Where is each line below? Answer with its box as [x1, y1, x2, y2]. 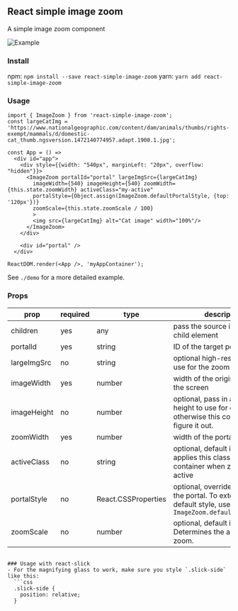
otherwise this [173, 411, 221, 421]
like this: [7, 572, 40, 580]
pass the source [173, 321, 227, 331]
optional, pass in [173, 393, 228, 403]
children [11, 325, 38, 335]
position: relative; [20, 591, 81, 598]
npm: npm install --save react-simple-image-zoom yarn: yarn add [7, 72, 201, 81]
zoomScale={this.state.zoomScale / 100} [33, 205, 154, 212]
